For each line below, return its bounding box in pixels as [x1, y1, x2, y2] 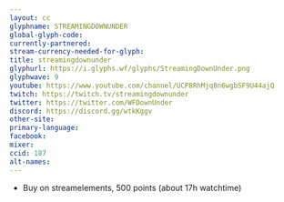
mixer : [9, 140, 35, 149]
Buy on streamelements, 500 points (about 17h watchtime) [22, 182, 242, 193]
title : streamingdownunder [9, 56, 112, 65]
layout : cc [9, 13, 51, 23]
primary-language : [9, 124, 79, 133]
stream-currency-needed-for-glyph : [9, 47, 145, 56]
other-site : [9, 115, 55, 124]
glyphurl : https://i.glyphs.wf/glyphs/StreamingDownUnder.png [9, 65, 250, 74]
